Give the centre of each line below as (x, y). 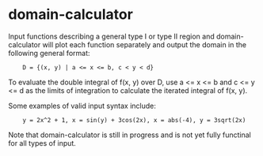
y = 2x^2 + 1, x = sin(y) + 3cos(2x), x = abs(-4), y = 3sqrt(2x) (134, 120)
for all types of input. (42, 143)
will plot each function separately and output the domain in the (145, 44)
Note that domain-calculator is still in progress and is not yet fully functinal (130, 135)
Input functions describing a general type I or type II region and (112, 36)
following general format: (49, 53)
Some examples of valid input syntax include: (82, 106)
